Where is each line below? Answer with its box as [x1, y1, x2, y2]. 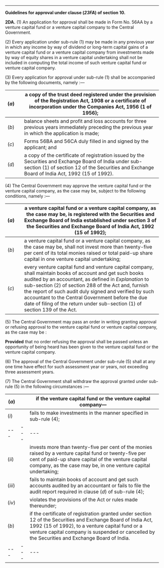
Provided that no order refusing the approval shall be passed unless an [5, 339, 148, 344]
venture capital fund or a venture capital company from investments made [5, 49, 154, 55]
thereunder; [29, 503, 57, 509]
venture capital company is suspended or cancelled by [29, 528, 155, 535]
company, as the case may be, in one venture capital [29, 462, 150, 469]
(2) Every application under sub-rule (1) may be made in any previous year [5, 39, 155, 44]
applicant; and [24, 144, 57, 150]
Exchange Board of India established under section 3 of [24, 217, 157, 224]
